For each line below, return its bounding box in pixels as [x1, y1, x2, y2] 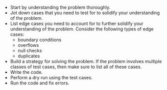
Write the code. [10, 69, 43, 75]
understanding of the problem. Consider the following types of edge [10, 26, 154, 32]
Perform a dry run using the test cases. [10, 75, 93, 80]
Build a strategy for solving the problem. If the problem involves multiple [10, 58, 162, 64]
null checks [17, 48, 42, 53]
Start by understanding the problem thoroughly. [10, 5, 111, 10]
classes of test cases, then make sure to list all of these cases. [10, 64, 142, 70]
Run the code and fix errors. [10, 80, 69, 86]
